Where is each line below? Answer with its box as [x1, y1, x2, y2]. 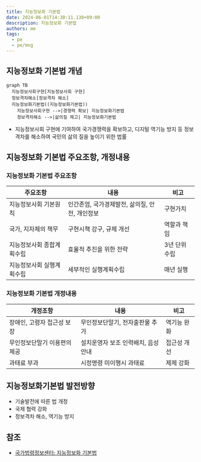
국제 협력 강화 [14, 406, 47, 413]
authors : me [6, 25, 36, 32]
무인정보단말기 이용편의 [9, 338, 72, 347]
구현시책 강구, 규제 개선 [68, 225, 130, 233]
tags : [6, 31, 20, 37]
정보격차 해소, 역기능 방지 [14, 413, 75, 420]
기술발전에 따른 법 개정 [14, 398, 68, 405]
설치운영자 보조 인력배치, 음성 [80, 338, 159, 347]
